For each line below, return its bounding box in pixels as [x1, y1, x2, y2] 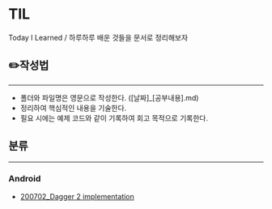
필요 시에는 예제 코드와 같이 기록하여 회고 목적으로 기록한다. [19, 113, 209, 122]
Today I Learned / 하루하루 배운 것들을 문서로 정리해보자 [8, 32, 189, 42]
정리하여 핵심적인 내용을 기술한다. [19, 103, 127, 113]
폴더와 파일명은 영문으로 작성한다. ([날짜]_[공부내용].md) [19, 92, 199, 102]
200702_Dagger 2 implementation [19, 191, 135, 201]
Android [8, 173, 41, 185]
